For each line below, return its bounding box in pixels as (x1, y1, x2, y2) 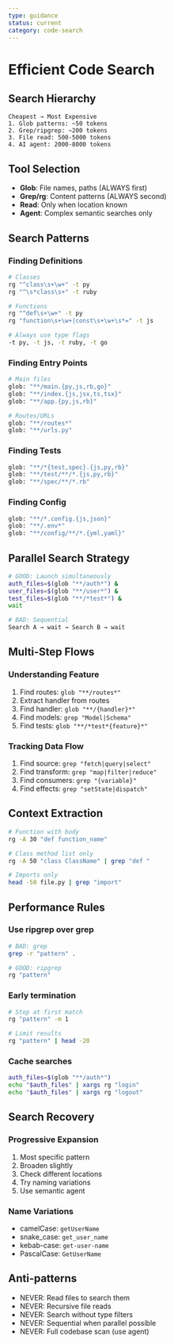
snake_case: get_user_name (19, 1232, 108, 1242)
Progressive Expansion (8, 1134, 99, 1145)
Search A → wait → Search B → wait (8, 624, 126, 632)
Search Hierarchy (8, 92, 96, 105)
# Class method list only (8, 850, 93, 857)
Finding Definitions (8, 255, 83, 266)
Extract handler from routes (19, 695, 110, 705)
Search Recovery (8, 1110, 95, 1124)
